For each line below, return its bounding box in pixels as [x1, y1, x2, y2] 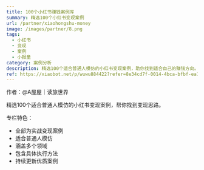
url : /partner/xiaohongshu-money [6, 20, 91, 26]
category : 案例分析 [6, 59, 52, 66]
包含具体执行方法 [15, 150, 58, 157]
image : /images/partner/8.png [6, 25, 83, 32]
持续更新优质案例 [15, 157, 58, 165]
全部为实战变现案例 [15, 127, 64, 134]
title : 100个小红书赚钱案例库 [6, 8, 75, 15]
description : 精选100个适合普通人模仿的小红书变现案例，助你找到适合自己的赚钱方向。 [6, 65, 199, 72]
